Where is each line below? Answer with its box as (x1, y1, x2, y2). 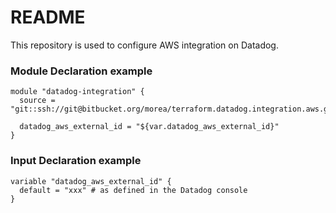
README (10, 6, 86, 29)
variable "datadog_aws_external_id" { (10, 176, 172, 186)
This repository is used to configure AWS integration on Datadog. (10, 39, 279, 51)
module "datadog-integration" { (10, 87, 145, 97)
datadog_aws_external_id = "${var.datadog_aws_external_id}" (19, 122, 280, 132)
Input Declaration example (10, 154, 142, 168)
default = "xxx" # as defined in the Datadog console (19, 185, 248, 195)
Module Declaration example (10, 64, 153, 78)
